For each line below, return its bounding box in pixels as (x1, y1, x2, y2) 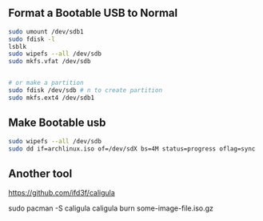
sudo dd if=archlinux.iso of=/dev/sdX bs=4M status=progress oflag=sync (8, 144, 256, 153)
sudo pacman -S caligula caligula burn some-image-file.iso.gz (8, 203, 214, 213)
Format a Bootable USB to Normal (8, 6, 178, 20)
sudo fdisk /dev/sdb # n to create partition (8, 86, 162, 94)
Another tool (8, 167, 73, 180)
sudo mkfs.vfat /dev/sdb (8, 58, 91, 66)
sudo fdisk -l (8, 35, 56, 43)
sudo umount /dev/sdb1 (8, 27, 84, 35)
